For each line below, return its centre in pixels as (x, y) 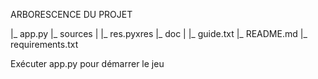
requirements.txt (44, 44)
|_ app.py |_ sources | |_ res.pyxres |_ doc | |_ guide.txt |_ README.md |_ (159, 33)
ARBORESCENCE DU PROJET (71, 14)
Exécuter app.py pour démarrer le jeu (87, 63)
